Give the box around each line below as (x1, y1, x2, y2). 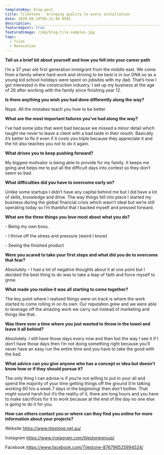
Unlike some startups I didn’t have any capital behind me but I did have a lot (5, 189, 157, 195)
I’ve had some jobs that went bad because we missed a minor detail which (5, 125, 155, 131)
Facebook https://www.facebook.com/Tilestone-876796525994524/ (5, 444, 144, 450)
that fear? (5, 257, 25, 263)
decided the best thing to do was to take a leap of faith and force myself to (5, 272, 155, 278)
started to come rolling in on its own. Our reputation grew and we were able (5, 301, 157, 307)
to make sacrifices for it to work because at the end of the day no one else (5, 396, 155, 402)
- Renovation (9, 43, 36, 48)
